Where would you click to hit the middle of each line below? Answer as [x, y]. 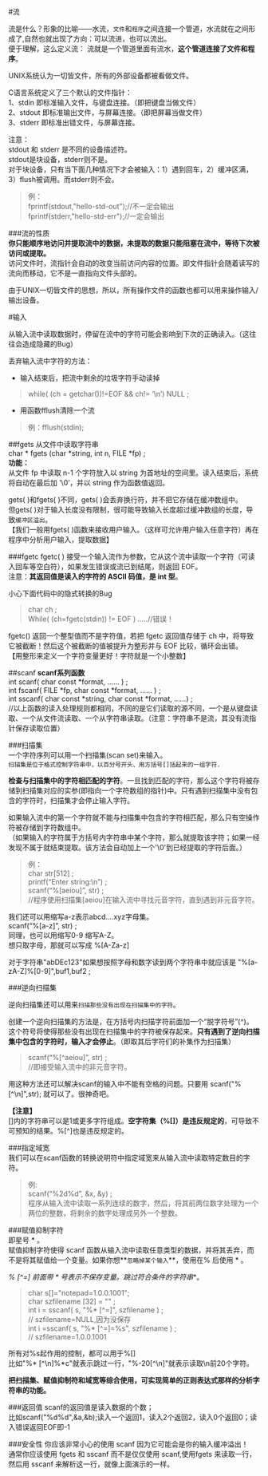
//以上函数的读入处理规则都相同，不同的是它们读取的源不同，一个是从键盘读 [133, 708]
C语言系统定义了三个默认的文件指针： [71, 93]
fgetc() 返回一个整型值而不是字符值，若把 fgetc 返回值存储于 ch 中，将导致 [131, 636]
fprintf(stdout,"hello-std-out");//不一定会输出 [101, 206]
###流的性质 [29, 233]
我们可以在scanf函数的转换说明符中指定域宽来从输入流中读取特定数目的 [126, 1157]
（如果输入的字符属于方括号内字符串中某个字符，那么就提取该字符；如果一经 [134, 837]
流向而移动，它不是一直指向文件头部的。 [75, 273]
